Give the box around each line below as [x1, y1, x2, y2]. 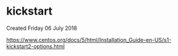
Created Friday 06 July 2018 [6, 24, 77, 32]
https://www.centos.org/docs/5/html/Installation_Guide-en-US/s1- [6, 36, 172, 43]
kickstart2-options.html [6, 43, 65, 50]
